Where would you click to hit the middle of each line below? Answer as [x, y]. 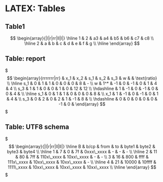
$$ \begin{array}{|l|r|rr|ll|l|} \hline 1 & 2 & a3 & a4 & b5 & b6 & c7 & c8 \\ [82, 38]
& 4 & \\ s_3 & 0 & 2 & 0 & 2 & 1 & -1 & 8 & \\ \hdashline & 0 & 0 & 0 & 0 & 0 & [82, 99]
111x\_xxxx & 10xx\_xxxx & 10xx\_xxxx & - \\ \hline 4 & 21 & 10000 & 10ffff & [82, 162]
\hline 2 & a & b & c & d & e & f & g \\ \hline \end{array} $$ [82, 43]
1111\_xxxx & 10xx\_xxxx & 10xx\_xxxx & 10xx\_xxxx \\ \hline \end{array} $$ [82, 167]
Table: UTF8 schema [37, 127]
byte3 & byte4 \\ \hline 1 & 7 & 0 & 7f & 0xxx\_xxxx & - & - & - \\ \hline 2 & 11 [82, 151]
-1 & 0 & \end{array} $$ [82, 104]
